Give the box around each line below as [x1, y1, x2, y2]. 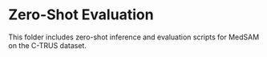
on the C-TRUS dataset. [8, 40, 87, 50]
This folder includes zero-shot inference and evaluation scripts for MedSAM [8, 32, 260, 42]
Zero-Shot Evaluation [8, 6, 154, 24]
